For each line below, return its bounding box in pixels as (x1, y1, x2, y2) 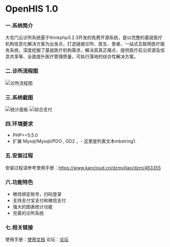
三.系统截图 (5, 94, 33, 101)
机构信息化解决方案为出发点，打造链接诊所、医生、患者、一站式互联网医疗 (5, 41, 160, 47)
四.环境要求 (5, 120, 33, 127)
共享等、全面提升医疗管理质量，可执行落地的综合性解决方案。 (9, 54, 138, 60)
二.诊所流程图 (5, 67, 38, 75)
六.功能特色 (5, 179, 33, 186)
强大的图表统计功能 (12, 203, 53, 209)
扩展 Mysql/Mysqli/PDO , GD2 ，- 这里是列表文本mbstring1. (12, 138, 137, 145)
